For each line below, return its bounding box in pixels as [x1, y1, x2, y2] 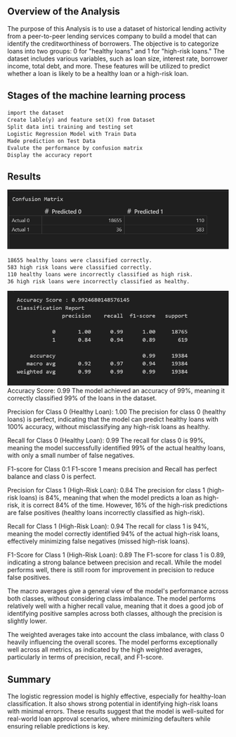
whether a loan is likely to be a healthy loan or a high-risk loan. [7, 69, 189, 78]
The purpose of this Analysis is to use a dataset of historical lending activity [7, 24, 227, 32]
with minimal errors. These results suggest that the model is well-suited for [7, 707, 225, 716]
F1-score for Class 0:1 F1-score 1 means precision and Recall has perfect [7, 465, 218, 473]
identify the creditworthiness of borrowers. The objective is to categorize [7, 39, 219, 48]
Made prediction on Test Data [7, 137, 96, 144]
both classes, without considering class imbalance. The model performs [7, 595, 216, 603]
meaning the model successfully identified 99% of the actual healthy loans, [7, 444, 226, 452]
